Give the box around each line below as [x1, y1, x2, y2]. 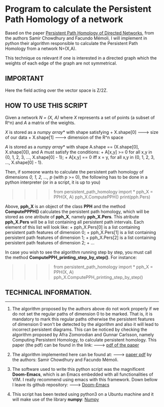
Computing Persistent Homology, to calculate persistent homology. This [12, 337, 157, 343]
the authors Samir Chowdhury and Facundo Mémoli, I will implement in [5, 35, 147, 41]
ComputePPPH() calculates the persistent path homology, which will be [5, 209, 150, 214]
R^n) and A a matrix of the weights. [5, 120, 76, 126]
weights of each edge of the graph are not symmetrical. [5, 60, 117, 66]
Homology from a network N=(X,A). [5, 45, 77, 51]
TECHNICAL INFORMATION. [5, 288, 92, 297]
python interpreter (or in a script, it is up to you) [5, 179, 101, 185]
